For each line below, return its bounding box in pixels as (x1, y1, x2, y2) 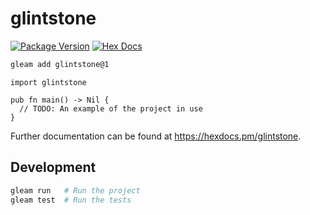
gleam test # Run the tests (10, 195, 132, 205)
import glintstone (10, 77, 87, 87)
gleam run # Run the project (10, 185, 141, 196)
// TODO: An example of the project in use (19, 103, 203, 114)
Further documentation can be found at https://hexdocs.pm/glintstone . (10, 130, 302, 142)
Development (10, 159, 97, 176)
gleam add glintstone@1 (10, 59, 110, 69)
